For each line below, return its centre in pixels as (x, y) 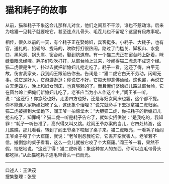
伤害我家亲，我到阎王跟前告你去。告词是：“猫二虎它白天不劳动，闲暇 (86, 73)
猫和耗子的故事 (36, 10)
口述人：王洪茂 (21, 170)
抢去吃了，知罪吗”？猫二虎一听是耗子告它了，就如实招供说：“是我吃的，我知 (84, 117)
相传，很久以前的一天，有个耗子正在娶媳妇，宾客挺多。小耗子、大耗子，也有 (84, 42)
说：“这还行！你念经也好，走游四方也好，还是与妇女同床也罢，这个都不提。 (83, 98)
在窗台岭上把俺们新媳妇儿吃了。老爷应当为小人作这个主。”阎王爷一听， (78, 92)
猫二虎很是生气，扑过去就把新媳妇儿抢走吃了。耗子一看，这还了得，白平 (80, 67)
